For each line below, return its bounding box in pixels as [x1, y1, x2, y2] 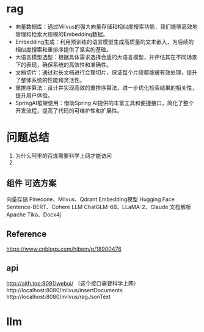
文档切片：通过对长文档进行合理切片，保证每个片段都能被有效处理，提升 [15, 68, 197, 76]
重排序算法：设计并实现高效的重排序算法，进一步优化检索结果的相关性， [15, 84, 197, 91]
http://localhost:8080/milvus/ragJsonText [6, 293, 111, 301]
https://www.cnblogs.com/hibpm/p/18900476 [6, 245, 122, 253]
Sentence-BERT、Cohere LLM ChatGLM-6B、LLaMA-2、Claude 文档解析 [6, 203, 191, 210]
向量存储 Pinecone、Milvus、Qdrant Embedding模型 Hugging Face [6, 195, 175, 203]
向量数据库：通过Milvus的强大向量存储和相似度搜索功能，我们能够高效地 [15, 23, 198, 30]
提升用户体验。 [15, 91, 53, 99]
